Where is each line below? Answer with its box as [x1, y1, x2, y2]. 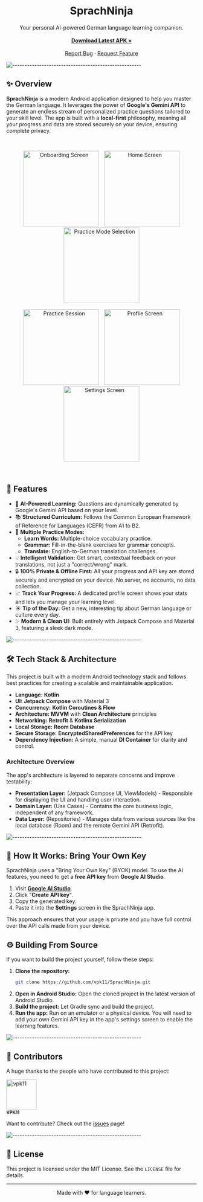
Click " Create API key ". [14, 892, 74, 899]
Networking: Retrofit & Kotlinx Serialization [14, 717, 126, 724]
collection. [14, 582, 41, 590]
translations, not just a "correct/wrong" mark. [14, 561, 128, 568]
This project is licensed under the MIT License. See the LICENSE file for [6, 1165, 181, 1172]
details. [6, 1171, 25, 1178]
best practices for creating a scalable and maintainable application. [6, 680, 173, 687]
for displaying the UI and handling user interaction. [14, 795, 141, 803]
